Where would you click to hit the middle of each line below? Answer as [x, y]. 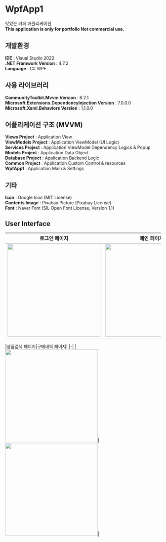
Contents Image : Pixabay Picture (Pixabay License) [58, 203]
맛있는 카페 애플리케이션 [28, 23]
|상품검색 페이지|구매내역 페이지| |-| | [41, 346]
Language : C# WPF [26, 68]
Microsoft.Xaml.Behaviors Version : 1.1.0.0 [49, 108]
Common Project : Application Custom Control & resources [65, 163]
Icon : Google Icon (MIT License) [39, 198]
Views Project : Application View [39, 137]
